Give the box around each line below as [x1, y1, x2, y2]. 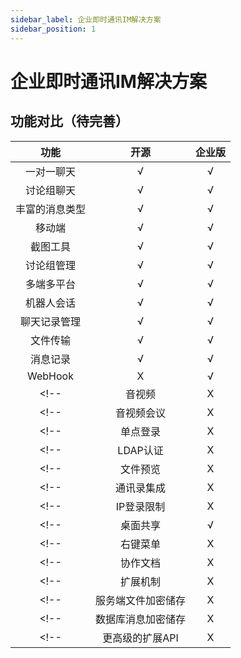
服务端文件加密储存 [95, 593, 187, 607]
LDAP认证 [117, 443, 164, 457]
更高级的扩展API [102, 631, 179, 645]
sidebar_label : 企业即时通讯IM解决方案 [10, 14, 162, 25]
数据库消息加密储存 [95, 612, 187, 626]
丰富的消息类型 [15, 202, 87, 216]
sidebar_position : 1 [10, 24, 97, 34]
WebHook [27, 369, 74, 383]
